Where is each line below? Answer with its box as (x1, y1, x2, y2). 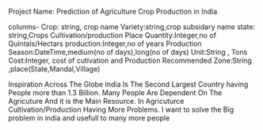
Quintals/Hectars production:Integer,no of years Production (8, 39, 202, 48)
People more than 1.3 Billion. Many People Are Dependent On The (8, 88, 223, 97)
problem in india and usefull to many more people (8, 113, 170, 122)
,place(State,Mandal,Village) (8, 64, 101, 74)
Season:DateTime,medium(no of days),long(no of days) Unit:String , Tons (8, 48, 248, 56)
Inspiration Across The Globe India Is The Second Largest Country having (8, 79, 249, 89)
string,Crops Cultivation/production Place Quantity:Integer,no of (8, 31, 216, 40)
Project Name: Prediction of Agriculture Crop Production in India (8, 7, 218, 16)
